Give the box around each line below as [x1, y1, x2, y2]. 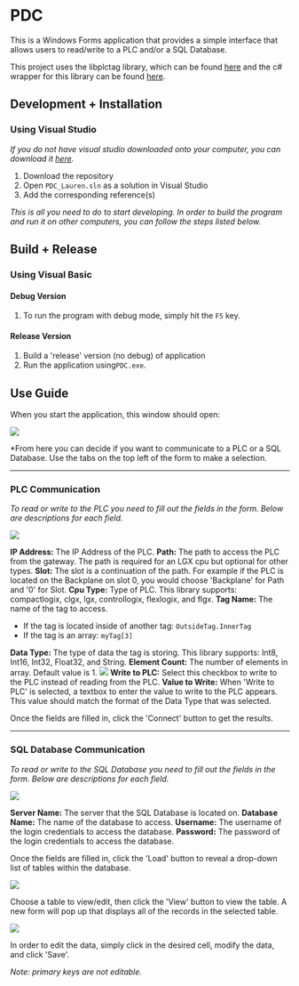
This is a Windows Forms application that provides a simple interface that [10, 35, 279, 45]
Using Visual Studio [10, 124, 97, 136]
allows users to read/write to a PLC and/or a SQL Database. [10, 44, 227, 54]
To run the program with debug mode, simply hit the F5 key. [22, 311, 240, 321]
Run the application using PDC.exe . [22, 360, 146, 370]
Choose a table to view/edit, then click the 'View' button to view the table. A [10, 896, 287, 907]
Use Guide [10, 385, 69, 400]
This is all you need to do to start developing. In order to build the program [10, 206, 283, 217]
